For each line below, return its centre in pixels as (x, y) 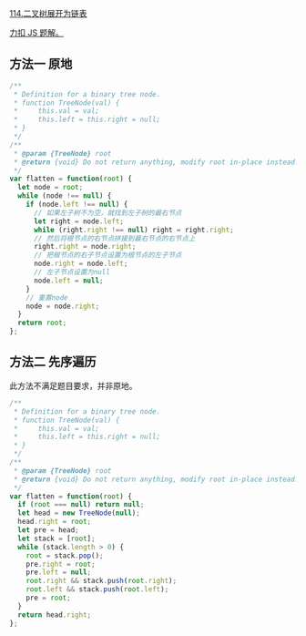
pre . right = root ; (61, 564)
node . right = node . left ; (81, 264)
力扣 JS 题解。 (36, 33)
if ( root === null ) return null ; (81, 505)
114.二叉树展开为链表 (48, 13)
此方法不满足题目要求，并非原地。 (73, 385)
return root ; (42, 323)
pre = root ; (48, 598)
